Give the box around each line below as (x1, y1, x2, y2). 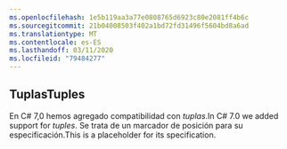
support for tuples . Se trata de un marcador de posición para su (9, 120, 243, 130)
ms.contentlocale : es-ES (9, 37, 102, 47)
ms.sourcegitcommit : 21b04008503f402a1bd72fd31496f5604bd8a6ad (9, 21, 250, 30)
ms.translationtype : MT (9, 29, 98, 38)
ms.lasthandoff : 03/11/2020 (9, 46, 114, 55)
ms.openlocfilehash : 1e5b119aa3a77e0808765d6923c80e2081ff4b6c (9, 12, 250, 22)
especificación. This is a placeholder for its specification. (9, 129, 217, 140)
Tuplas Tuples (9, 87, 86, 102)
